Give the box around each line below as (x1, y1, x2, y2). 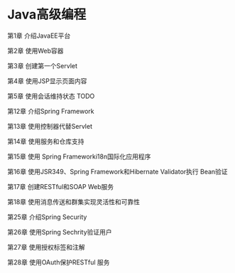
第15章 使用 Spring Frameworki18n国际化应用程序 (7, 152, 151, 161)
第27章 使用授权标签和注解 (7, 242, 85, 251)
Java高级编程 (7, 6, 87, 23)
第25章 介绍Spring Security (7, 213, 87, 221)
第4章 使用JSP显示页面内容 (7, 76, 87, 85)
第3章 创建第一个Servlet (7, 61, 78, 70)
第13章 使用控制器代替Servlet (7, 122, 92, 130)
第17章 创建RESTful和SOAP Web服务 (7, 182, 114, 191)
